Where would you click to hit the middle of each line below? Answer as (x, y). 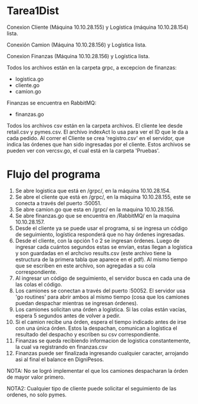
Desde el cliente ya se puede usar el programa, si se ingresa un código (101, 228)
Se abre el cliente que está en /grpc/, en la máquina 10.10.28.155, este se (103, 197)
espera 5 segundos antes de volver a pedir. (68, 315)
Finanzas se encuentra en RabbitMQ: (52, 103)
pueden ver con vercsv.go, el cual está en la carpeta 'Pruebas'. (83, 151)
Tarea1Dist (33, 11)
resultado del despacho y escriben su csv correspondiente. (88, 334)
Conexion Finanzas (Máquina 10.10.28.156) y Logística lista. (78, 56)
